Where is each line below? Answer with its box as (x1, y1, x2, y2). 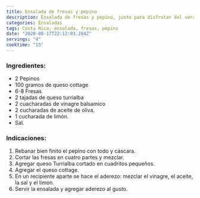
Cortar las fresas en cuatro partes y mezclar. (14, 154, 124, 161)
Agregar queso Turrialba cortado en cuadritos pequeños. (14, 160, 155, 167)
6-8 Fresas (14, 87, 42, 95)
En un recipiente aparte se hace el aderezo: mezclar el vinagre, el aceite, (14, 173, 193, 180)
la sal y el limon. (14, 179, 55, 186)
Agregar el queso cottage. (14, 166, 79, 174)
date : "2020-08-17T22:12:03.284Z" (6, 31, 92, 37)
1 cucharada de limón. (14, 113, 69, 120)
